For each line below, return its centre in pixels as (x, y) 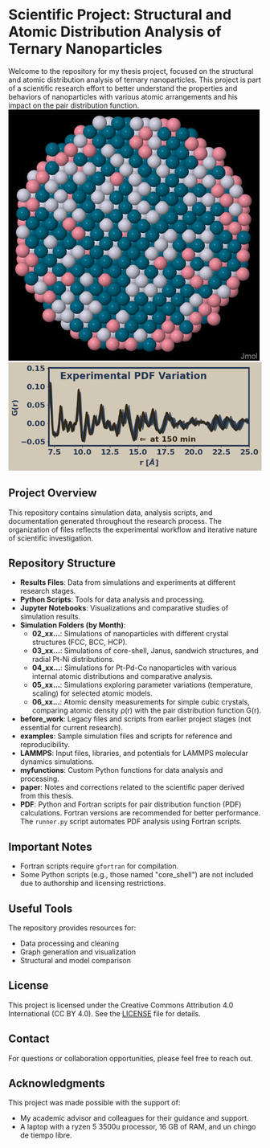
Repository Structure (62, 563)
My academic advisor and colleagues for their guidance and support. (134, 1118)
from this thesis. (47, 796)
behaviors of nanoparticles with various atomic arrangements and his (123, 96)
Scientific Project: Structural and (120, 15)
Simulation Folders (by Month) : (73, 625)
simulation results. (50, 617)
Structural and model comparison (75, 960)
